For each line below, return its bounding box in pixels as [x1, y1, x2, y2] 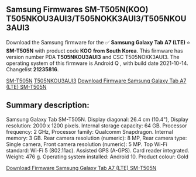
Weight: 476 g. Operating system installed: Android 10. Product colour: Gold [6, 153, 189, 160]
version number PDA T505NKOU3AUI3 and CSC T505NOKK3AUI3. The [6, 53, 180, 60]
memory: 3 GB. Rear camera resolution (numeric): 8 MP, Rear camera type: [6, 134, 187, 141]
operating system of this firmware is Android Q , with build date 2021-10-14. [6, 60, 188, 67]
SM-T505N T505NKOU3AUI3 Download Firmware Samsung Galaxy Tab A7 [6, 77, 187, 84]
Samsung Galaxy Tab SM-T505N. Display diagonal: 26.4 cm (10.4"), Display [6, 116, 188, 123]
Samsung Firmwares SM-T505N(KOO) [6, 5, 149, 15]
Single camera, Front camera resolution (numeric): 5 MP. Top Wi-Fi [6, 140, 168, 148]
